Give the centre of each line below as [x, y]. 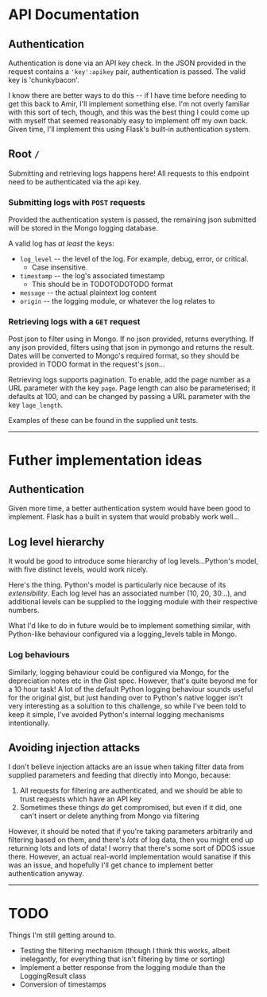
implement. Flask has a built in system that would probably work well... [124, 517]
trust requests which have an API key [80, 799]
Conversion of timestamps [63, 984]
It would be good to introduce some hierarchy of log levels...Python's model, [133, 561]
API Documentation [74, 15]
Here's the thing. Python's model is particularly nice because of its [117, 585]
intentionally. [29, 723]
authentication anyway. [46, 874]
